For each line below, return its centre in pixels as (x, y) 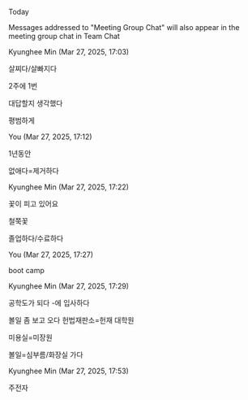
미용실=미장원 (30, 337)
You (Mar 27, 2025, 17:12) (50, 137)
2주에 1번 (23, 86)
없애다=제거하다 (34, 171)
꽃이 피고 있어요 (34, 204)
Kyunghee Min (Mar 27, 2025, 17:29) (69, 286)
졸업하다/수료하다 (36, 238)
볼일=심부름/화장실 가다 (46, 354)
